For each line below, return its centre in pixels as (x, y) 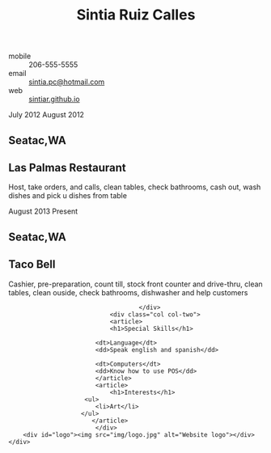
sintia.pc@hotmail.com (67, 82)
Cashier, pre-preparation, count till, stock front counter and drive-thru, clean (135, 284)
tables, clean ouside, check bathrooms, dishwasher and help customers (128, 292)
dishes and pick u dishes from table (68, 196)
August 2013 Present (43, 211)
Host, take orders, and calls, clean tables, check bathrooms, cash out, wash (135, 187)
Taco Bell (32, 265)
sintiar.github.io (54, 99)
